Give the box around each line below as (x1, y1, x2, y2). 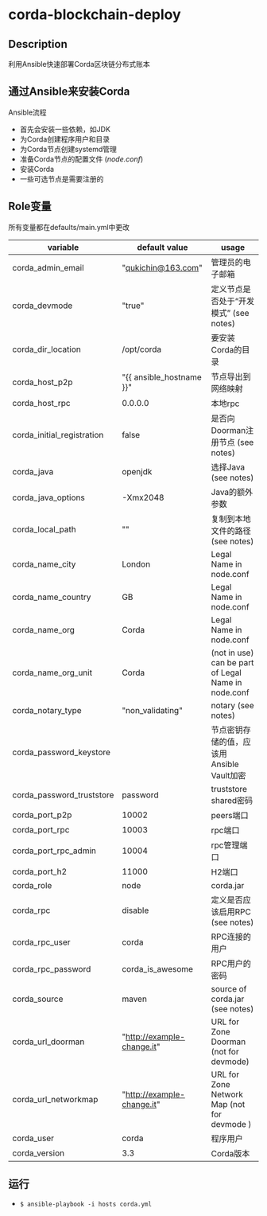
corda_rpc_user (12, 937, 71, 948)
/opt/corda (122, 344, 162, 355)
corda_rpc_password (12, 963, 91, 974)
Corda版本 (211, 1148, 250, 1159)
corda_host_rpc (12, 397, 71, 408)
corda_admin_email (12, 262, 85, 273)
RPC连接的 (211, 931, 252, 942)
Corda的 (211, 344, 242, 355)
